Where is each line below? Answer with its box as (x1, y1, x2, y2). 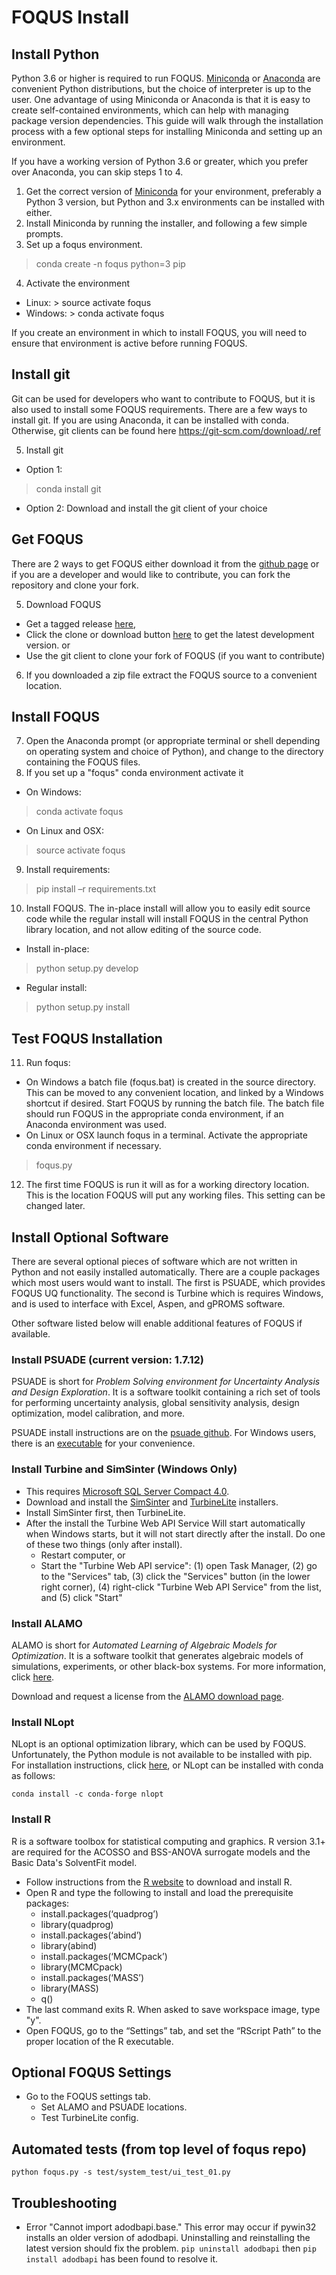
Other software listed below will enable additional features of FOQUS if (11, 1317, 303, 1330)
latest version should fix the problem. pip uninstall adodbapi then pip (25, 2242, 317, 2254)
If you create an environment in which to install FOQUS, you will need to (11, 327, 308, 338)
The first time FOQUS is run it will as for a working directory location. (25, 1179, 310, 1191)
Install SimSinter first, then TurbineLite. (25, 1506, 186, 1518)
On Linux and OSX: (25, 825, 104, 837)
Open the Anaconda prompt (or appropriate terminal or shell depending (25, 735, 321, 747)
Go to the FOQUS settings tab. (25, 2091, 151, 2103)
